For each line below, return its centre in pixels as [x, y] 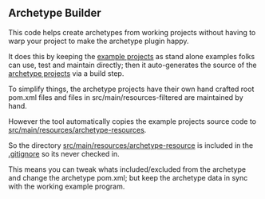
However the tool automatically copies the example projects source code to [132, 121]
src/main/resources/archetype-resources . [77, 129]
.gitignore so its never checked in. [64, 153]
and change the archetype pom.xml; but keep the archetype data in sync [128, 177]
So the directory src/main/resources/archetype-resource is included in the [131, 145]
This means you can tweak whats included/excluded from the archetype [127, 169]
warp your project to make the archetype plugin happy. [99, 41]
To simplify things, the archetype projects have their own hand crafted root [131, 89]
